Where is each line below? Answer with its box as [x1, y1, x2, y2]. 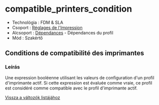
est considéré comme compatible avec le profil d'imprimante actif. [5, 85, 138, 91]
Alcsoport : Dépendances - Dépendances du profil [12, 30, 113, 35]
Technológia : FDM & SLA [12, 19, 63, 25]
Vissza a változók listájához [5, 94, 60, 100]
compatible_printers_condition [5, 3, 132, 15]
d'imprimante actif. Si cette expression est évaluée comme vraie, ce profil [5, 80, 152, 86]
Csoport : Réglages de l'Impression [12, 24, 83, 30]
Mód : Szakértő [12, 35, 43, 41]
